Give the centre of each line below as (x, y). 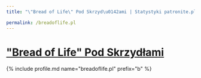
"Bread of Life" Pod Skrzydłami (85, 52)
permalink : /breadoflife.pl (41, 22)
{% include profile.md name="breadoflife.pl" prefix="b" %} (79, 69)
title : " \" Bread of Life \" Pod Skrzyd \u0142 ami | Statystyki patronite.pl (101, 12)
